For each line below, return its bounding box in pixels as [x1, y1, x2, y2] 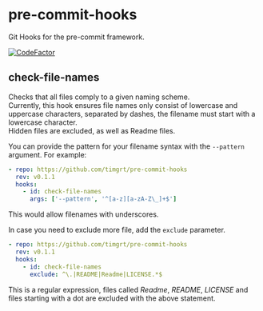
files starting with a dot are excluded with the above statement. [8, 293, 216, 303]
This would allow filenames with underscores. [8, 209, 159, 219]
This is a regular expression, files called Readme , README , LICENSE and [8, 285, 249, 294]
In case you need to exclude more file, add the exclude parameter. [8, 225, 226, 235]
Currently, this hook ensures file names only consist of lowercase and [8, 100, 238, 110]
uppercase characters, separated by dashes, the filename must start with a [8, 109, 256, 118]
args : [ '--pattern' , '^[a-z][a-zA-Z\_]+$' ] [29, 195, 177, 203]
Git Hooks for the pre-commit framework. [8, 32, 145, 42]
